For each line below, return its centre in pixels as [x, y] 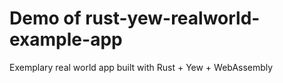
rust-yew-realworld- [173, 18]
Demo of [45, 18]
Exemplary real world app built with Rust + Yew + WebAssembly [141, 67]
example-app [66, 39]
